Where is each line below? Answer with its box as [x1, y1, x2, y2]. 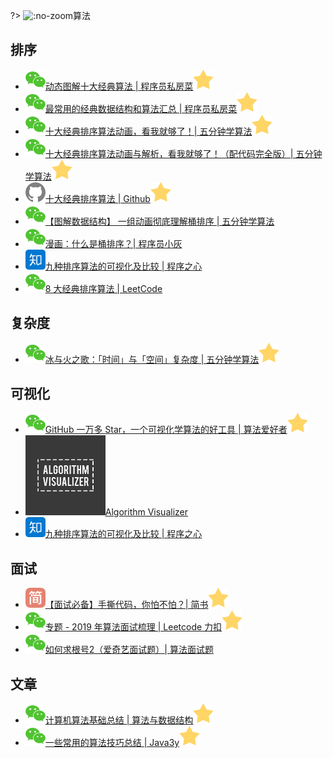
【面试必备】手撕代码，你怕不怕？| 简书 [44, 599, 209, 611]
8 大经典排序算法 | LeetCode [44, 282, 163, 294]
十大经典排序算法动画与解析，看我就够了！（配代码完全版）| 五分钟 [44, 147, 323, 159]
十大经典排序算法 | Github [44, 192, 151, 204]
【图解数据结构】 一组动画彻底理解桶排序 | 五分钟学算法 [44, 215, 275, 227]
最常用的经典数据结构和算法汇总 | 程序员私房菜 [44, 102, 238, 114]
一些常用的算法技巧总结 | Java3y [44, 737, 180, 749]
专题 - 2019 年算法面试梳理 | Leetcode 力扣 [44, 621, 223, 633]
